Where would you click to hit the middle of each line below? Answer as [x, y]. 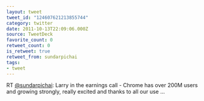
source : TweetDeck [30, 34]
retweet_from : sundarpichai [42, 57]
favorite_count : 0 [30, 40]
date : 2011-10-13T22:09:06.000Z [47, 29]
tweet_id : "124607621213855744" [47, 18]
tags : [13, 62]
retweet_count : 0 [28, 46]
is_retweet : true [28, 51]
